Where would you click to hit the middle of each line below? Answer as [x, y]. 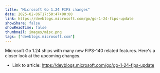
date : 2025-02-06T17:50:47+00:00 [39, 14]
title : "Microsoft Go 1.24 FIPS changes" [48, 9]
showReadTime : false [26, 28]
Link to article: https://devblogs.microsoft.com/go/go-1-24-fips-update [83, 65]
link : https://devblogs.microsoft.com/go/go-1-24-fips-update [69, 18]
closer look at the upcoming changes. [43, 55]
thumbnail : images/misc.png [34, 32]
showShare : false [23, 23]
